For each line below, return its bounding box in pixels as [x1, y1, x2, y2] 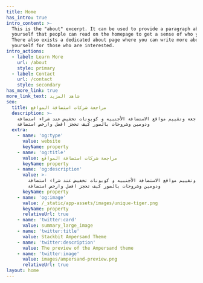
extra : [11, 127, 28, 133]
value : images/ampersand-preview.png [22, 256, 118, 262]
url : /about [17, 59, 47, 65]
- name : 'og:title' [17, 149, 66, 155]
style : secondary [17, 82, 61, 88]
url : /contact [17, 76, 53, 82]
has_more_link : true [6, 88, 59, 94]
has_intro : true [6, 15, 47, 21]
